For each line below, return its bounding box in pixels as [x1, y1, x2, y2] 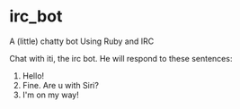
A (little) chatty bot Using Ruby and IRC [9, 36, 155, 46]
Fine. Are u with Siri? [22, 80, 99, 90]
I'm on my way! [22, 89, 79, 100]
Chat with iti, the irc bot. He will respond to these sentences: [9, 53, 233, 63]
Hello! [22, 70, 45, 81]
